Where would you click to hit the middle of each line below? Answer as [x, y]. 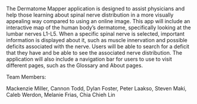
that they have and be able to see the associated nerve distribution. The [94, 53]
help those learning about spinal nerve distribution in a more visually [90, 15]
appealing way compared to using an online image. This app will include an [98, 21]
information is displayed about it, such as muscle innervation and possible [97, 40]
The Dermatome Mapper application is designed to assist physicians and [96, 9]
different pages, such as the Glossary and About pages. [75, 65]
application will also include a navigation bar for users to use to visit [89, 59]
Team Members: [26, 77]
